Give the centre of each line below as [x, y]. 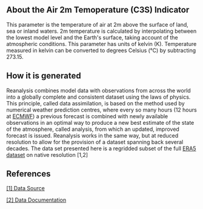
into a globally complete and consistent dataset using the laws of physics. [98, 97]
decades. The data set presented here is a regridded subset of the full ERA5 [101, 148]
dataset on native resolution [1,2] [47, 154]
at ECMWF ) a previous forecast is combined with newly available [87, 116]
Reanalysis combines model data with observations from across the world [98, 90]
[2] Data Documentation [36, 200]
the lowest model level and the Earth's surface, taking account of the [92, 37]
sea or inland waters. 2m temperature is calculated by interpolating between [101, 31]
